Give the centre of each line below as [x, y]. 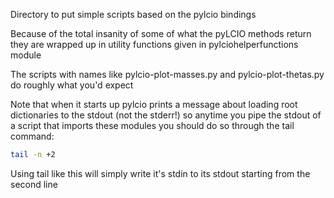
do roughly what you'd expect [72, 85]
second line [34, 184]
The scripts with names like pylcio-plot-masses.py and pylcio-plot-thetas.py [167, 74]
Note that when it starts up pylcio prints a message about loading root [154, 104]
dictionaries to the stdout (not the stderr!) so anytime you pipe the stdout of [166, 115]
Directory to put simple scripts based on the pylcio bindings [133, 14]
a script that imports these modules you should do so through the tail [152, 125]
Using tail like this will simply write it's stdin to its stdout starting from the [160, 173]
